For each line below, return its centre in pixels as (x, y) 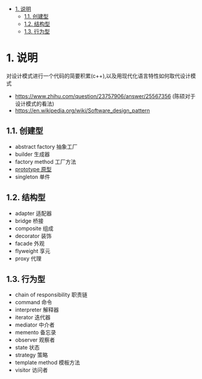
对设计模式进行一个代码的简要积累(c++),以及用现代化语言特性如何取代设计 (99, 76)
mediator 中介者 (35, 325)
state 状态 (27, 348)
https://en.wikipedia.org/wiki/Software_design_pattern (82, 110)
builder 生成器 (32, 154)
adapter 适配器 (33, 213)
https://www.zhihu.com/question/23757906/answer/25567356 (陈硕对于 (105, 96)
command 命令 (33, 302)
